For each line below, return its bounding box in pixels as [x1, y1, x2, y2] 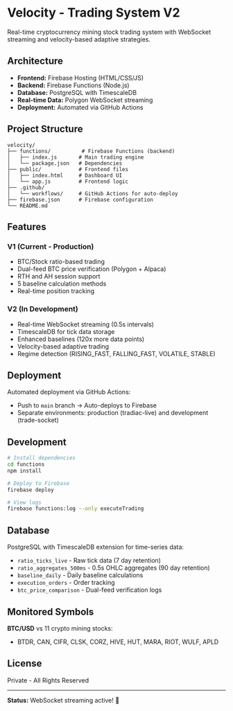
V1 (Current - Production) [7, 241, 94, 251]
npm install [7, 467, 42, 474]
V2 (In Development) [7, 304, 78, 314]
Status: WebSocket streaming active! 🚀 [7, 696, 120, 704]
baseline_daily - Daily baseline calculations [17, 571, 144, 579]
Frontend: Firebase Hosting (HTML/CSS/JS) [17, 73, 144, 82]
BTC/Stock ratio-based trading [17, 258, 105, 266]
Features [7, 220, 46, 233]
